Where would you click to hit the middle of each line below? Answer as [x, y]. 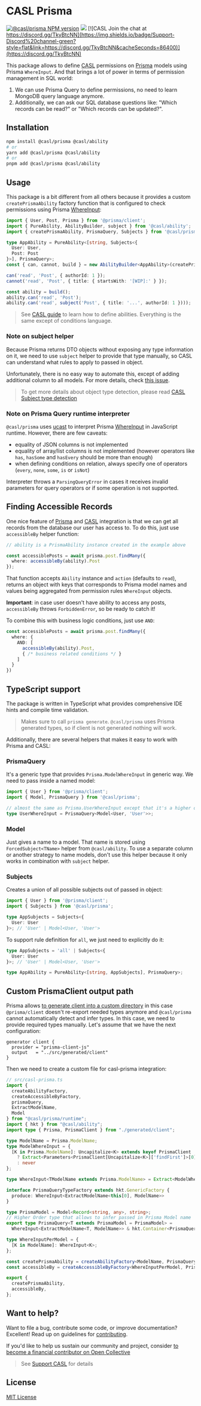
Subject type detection [49, 398]
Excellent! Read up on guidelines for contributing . [67, 1334]
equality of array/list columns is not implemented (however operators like [105, 451]
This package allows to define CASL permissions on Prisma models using [97, 65]
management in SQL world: [40, 78]
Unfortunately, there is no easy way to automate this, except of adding [93, 374]
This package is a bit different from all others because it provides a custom [98, 196]
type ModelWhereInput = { [38, 1146]
